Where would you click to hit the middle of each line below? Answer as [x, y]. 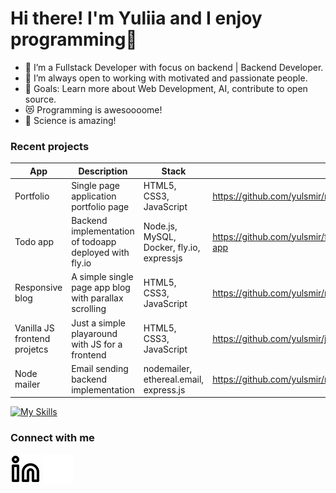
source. [40, 99]
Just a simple [98, 323]
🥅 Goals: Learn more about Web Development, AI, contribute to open [166, 88]
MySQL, [160, 236]
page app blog [101, 288]
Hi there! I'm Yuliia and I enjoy [136, 18]
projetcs [31, 349]
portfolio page [100, 206]
